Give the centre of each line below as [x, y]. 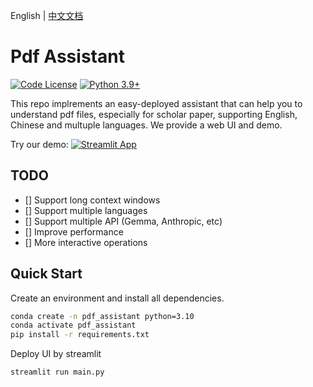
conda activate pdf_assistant [73, 325]
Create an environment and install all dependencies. [117, 298]
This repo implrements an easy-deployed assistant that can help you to [156, 103]
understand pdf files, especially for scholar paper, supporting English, [154, 114]
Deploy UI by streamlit [56, 354]
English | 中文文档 [47, 15]
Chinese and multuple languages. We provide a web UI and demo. [146, 125]
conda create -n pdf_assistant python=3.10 [102, 316]
